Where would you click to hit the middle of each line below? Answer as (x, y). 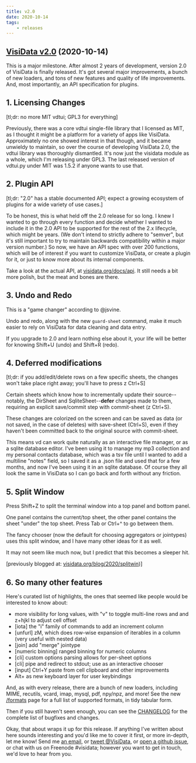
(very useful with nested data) (51, 639)
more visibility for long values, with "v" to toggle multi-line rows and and (102, 614)
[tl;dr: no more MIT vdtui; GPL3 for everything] (62, 117)
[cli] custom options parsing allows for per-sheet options (83, 658)
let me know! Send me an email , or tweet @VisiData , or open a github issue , (97, 741)
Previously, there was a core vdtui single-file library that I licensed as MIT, (95, 128)
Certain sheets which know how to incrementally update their (80, 395)
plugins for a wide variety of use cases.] (55, 204)
